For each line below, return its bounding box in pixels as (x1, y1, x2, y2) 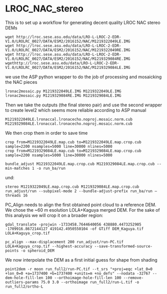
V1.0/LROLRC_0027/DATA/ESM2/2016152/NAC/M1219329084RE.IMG (5, 56, 131, 61)
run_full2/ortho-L (5, 284, 43, 289)
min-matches (5, 166, 30, 171)
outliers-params (5, 280, 39, 285)
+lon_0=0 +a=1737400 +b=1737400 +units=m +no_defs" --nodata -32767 (5, 271, 151, 276)
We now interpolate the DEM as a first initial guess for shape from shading (5, 257, 158, 263)
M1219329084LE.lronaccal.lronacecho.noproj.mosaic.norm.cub (5, 121, 133, 126)
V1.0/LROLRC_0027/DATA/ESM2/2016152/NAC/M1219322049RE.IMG (5, 47, 131, 52)
